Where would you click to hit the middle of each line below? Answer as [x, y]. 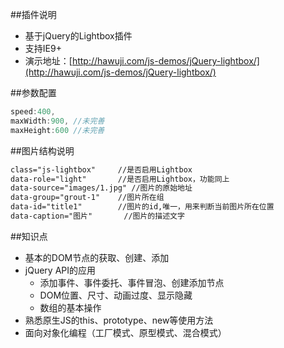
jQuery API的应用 [60, 270]
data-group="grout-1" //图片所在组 [87, 198]
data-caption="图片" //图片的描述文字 [97, 216]
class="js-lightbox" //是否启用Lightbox [101, 169]
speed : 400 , [33, 112]
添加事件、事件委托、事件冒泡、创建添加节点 [132, 282]
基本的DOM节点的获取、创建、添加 [97, 257]
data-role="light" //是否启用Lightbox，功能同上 [120, 179]
